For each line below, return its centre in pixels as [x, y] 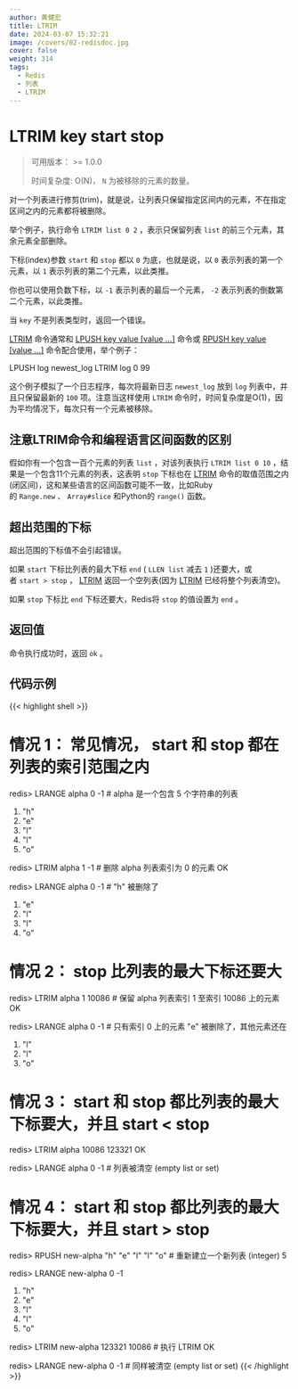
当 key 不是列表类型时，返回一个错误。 [80, 320]
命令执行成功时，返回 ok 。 [59, 653]
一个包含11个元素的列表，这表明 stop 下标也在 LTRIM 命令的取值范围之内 [157, 474]
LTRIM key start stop [87, 136]
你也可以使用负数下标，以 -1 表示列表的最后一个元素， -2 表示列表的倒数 [142, 290]
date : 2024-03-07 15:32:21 [59, 34]
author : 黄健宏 [35, 17]
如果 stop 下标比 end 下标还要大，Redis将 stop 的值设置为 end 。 [126, 599]
